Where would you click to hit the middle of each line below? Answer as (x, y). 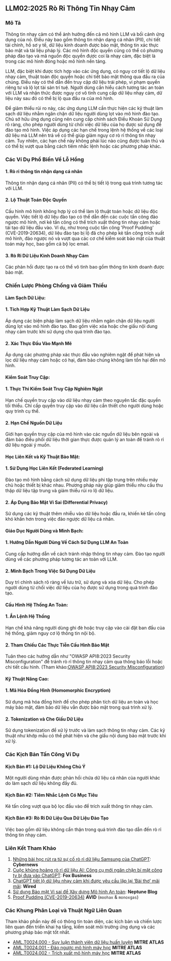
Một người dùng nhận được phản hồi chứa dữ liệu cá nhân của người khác (83, 778)
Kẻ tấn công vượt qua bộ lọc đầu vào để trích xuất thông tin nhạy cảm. (79, 806)
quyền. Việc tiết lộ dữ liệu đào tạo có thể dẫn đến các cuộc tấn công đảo (82, 217)
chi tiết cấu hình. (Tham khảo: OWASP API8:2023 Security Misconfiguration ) (85, 667)
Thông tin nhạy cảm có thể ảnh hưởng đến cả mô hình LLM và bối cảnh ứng (85, 34)
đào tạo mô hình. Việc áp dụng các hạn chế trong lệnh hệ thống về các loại (84, 130)
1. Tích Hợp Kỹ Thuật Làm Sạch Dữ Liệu (47, 309)
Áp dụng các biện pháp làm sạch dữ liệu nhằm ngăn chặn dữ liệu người (80, 321)
